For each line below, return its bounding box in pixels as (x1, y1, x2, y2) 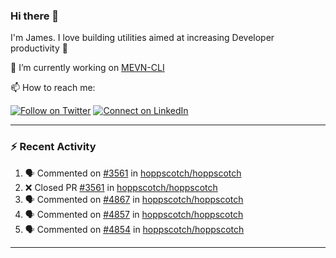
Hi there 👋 (10, 9, 60, 23)
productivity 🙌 (10, 42, 68, 54)
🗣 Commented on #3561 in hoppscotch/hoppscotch (24, 167, 242, 179)
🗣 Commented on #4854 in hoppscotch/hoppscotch (24, 223, 245, 235)
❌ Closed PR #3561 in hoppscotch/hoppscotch (24, 181, 218, 193)
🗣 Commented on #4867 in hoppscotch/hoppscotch (24, 193, 244, 205)
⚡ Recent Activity (10, 140, 97, 154)
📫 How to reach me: (10, 82, 96, 94)
